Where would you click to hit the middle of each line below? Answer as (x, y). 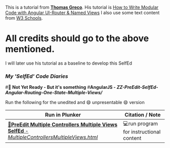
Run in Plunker (63, 115)
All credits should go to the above (77, 39)
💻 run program (141, 124)
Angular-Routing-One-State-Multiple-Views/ (54, 92)
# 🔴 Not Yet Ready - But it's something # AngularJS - (60, 87)
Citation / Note (143, 115)
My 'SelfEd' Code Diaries (37, 76)
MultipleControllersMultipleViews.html (53, 137)
